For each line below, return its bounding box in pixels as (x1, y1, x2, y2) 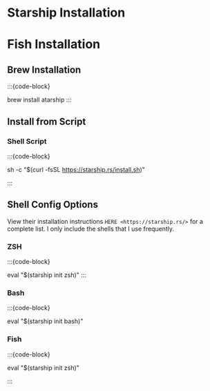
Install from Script (7, 115, 86, 127)
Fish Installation (7, 37, 101, 53)
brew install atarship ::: (7, 95, 72, 104)
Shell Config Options (7, 199, 99, 211)
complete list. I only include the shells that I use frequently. (7, 225, 175, 233)
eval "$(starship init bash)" (7, 317, 84, 325)
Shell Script (7, 136, 47, 146)
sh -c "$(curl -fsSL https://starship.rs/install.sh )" (7, 165, 145, 173)
